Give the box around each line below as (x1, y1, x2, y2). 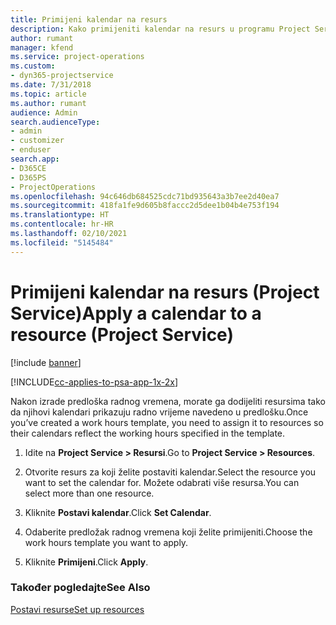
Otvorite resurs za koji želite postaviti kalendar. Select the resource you (24, 466, 317, 478)
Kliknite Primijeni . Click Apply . (24, 556, 149, 568)
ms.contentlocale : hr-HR (10, 219, 114, 230)
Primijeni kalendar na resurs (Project (10, 281, 320, 303)
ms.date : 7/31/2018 (10, 80, 92, 90)
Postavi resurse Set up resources (10, 603, 145, 615)
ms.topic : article (10, 89, 87, 99)
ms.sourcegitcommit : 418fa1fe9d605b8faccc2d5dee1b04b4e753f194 (10, 201, 280, 211)
